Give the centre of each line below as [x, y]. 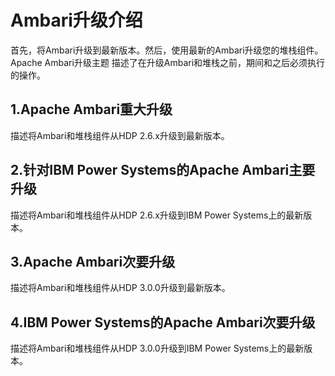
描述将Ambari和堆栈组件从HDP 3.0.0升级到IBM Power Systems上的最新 [157, 348]
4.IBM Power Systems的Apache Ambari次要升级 [163, 322]
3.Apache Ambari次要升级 [93, 261]
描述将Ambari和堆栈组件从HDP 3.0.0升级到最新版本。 [120, 288]
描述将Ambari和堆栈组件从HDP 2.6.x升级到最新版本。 [120, 135]
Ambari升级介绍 [76, 20]
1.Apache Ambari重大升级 [91, 109]
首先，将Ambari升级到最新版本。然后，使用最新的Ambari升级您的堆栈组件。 [167, 50]
